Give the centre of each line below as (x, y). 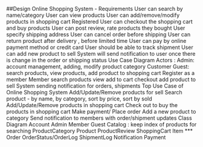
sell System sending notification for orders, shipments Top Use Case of (95, 86)
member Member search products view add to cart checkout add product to (101, 79)
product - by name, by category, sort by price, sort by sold (79, 99)
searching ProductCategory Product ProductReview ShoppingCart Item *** (100, 131)
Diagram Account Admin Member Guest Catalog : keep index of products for (101, 124)
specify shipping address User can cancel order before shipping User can (98, 34)
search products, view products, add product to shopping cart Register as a (101, 73)
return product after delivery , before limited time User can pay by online (96, 41)
